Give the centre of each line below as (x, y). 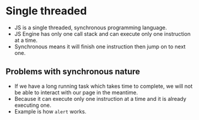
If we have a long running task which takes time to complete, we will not (103, 86)
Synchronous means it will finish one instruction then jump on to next (100, 47)
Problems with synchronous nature (73, 72)
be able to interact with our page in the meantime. (76, 92)
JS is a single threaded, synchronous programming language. (90, 27)
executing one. (33, 105)
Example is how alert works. (50, 111)
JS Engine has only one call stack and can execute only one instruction (102, 33)
